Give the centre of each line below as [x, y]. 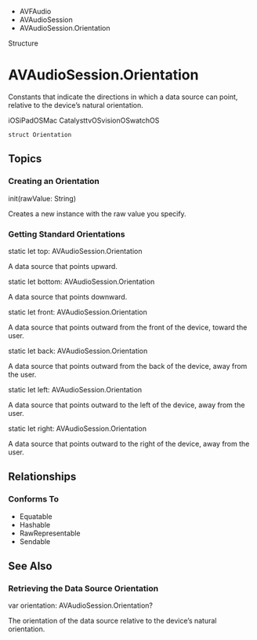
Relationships [42, 477]
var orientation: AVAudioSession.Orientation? [80, 605]
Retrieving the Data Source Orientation [83, 588]
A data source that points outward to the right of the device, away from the [129, 443]
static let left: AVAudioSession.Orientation [75, 389]
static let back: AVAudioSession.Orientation [78, 351]
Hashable [35, 524]
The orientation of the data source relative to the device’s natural [112, 621]
